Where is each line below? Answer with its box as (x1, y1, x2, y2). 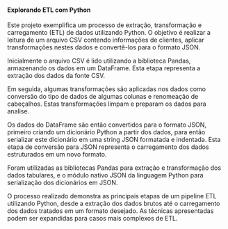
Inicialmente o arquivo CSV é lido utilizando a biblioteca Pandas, (7, 56, 191, 65)
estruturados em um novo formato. (7, 150, 107, 159)
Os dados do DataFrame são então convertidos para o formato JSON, (7, 120, 207, 129)
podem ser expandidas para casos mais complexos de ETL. (7, 214, 178, 223)
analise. (7, 107, 30, 116)
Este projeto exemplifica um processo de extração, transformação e (7, 21, 202, 29)
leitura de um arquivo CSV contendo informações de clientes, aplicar (7, 35, 204, 45)
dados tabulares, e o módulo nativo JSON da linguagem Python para (7, 171, 204, 180)
